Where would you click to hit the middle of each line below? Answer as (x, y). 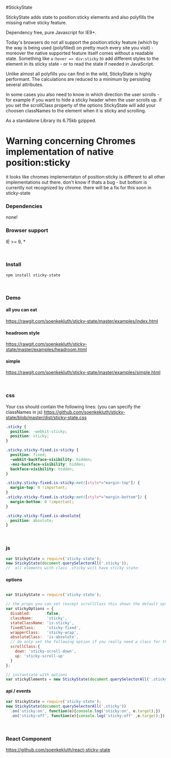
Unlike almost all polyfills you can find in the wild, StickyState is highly (79, 74)
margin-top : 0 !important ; (39, 488)
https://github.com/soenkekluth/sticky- (84, 412)
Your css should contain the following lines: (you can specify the (73, 406)
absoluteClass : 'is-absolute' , (45, 637)
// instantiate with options (37, 675)
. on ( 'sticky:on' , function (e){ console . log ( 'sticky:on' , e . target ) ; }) (85, 711)
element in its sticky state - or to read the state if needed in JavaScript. (80, 64)
